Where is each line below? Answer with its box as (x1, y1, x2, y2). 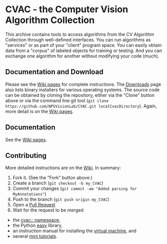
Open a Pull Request (12, 202, 56, 208)
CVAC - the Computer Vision (5, 4, 128, 15)
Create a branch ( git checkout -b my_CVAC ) (12, 180, 104, 186)
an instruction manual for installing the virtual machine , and (12, 228, 137, 234)
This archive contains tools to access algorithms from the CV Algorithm (5, 31, 154, 37)
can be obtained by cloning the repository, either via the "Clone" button (5, 92, 155, 98)
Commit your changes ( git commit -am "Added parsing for (12, 185, 137, 192)
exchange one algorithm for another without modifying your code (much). (5, 52, 159, 59)
